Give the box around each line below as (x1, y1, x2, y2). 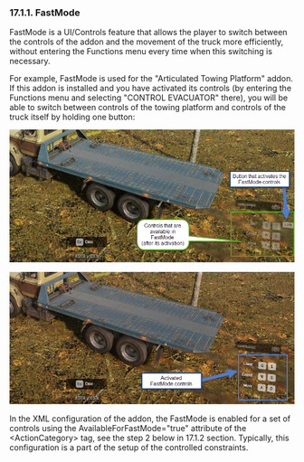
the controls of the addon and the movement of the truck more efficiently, (9, 36, 283, 47)
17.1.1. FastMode (9, 6, 81, 19)
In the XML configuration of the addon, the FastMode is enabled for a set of (9, 413, 291, 424)
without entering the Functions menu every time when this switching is (9, 46, 273, 57)
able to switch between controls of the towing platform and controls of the (9, 102, 287, 113)
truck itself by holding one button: (9, 111, 136, 123)
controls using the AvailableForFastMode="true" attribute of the (9, 423, 247, 434)
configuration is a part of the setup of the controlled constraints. (9, 442, 249, 453)
